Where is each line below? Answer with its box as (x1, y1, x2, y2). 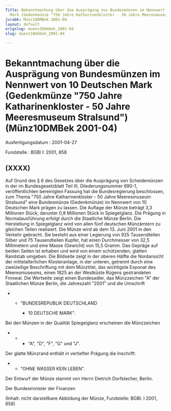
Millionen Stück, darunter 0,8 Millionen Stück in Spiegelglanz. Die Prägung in (5, 210, 166, 216)
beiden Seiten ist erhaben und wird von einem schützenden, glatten (5, 248, 148, 254)
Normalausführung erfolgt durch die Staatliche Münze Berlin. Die (5, 215, 141, 222)
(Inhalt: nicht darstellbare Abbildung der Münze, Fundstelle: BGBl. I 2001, (5, 395, 158, 401)
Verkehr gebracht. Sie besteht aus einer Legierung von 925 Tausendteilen (5, 231, 160, 237)
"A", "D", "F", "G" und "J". (27, 340, 80, 346)
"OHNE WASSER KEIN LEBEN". (20, 365, 85, 372)
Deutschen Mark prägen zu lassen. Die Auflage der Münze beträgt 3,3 (5, 204, 153, 210)
